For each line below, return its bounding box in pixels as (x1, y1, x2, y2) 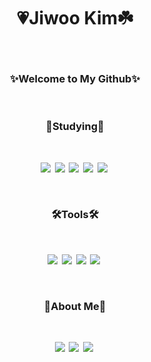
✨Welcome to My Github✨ (10, 71, 140, 85)
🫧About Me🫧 (43, 299, 107, 313)
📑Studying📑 (45, 120, 105, 134)
